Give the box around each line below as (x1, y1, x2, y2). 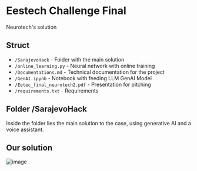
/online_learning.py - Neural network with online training (14, 62, 155, 69)
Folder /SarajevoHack (6, 104, 87, 114)
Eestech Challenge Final (6, 4, 126, 18)
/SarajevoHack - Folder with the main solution (14, 56, 125, 63)
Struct (6, 40, 30, 50)
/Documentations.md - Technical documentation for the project (14, 69, 165, 76)
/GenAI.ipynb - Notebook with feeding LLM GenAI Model (14, 74, 152, 81)
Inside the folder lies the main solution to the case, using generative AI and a (6, 119, 191, 126)
